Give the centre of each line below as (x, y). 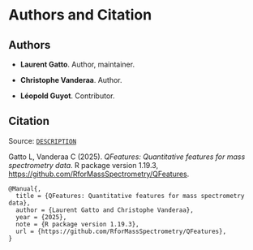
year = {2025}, (41, 217)
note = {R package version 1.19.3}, (77, 224)
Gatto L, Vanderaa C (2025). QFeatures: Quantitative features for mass (127, 157)
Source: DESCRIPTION (43, 140)
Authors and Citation (80, 15)
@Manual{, (25, 188)
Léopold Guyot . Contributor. (67, 96)
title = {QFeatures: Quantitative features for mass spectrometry (130, 196)
